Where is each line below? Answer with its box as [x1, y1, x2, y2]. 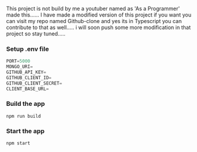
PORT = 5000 [6, 59, 31, 64]
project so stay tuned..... [6, 30, 66, 37]
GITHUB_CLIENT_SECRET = [6, 80, 62, 86]
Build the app [6, 100, 46, 108]
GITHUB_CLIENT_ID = [6, 75, 52, 80]
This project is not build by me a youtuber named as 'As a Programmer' [6, 5, 180, 12]
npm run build [6, 113, 42, 119]
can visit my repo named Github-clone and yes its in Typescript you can [6, 18, 182, 24]
